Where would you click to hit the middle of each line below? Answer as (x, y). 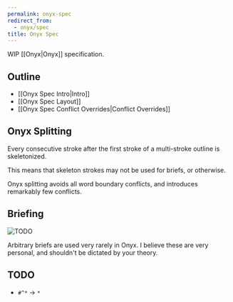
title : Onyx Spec (33, 34)
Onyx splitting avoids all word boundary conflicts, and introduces (103, 183)
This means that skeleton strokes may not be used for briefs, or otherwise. (116, 170)
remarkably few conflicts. (45, 191)
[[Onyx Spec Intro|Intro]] (54, 94)
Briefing (26, 214)
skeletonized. (27, 156)
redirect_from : (30, 21)
